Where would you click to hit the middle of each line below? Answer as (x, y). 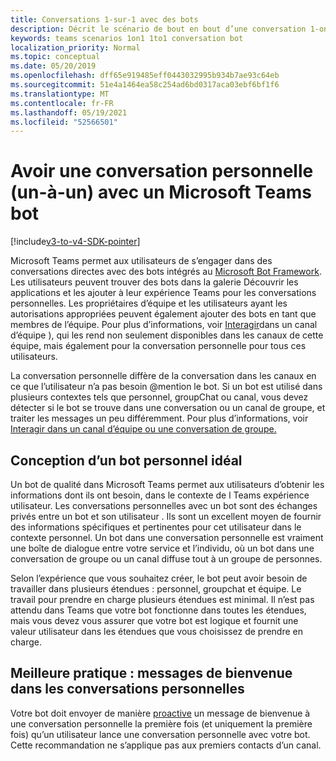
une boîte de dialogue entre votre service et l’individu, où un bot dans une (162, 548)
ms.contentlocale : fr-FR (62, 103)
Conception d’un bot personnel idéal (126, 460)
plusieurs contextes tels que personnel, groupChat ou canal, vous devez (159, 397)
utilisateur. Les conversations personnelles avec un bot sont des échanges (164, 505)
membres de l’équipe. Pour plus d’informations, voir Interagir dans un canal (164, 325)
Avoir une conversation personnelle (162, 171)
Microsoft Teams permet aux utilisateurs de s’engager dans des (141, 261)
